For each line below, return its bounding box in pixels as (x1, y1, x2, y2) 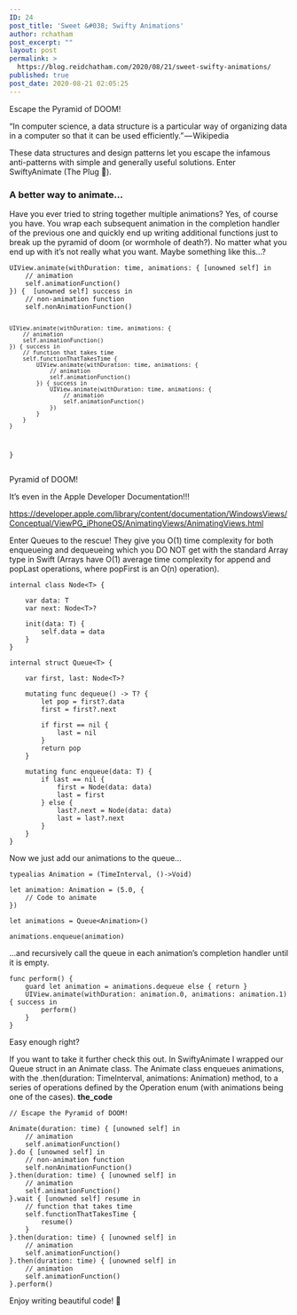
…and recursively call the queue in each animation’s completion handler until (9, 947, 289, 958)
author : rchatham (9, 29, 74, 38)
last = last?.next (56, 814, 125, 823)
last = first (56, 790, 105, 800)
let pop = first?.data (41, 697, 125, 706)
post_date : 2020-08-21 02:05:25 (9, 79, 129, 88)
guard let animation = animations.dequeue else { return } (25, 982, 248, 991)
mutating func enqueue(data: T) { (25, 767, 152, 776)
